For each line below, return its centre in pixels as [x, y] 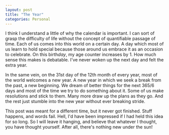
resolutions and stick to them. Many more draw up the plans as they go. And [84, 96]
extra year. [16, 65]
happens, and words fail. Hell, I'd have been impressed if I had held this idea [84, 116]
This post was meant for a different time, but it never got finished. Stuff [79, 111]
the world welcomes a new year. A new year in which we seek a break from [83, 80]
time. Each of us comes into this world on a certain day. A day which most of [84, 44]
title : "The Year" [24, 14]
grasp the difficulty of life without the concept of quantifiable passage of [80, 38]
